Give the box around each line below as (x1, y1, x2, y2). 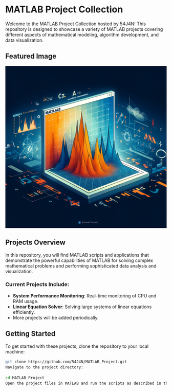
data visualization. (5, 37, 44, 43)
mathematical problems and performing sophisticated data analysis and (5, 262, 157, 269)
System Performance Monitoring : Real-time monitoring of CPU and (12, 292, 157, 299)
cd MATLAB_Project (5, 376, 45, 381)
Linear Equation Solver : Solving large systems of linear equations (12, 304, 152, 310)
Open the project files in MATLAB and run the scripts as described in (5, 381, 161, 386)
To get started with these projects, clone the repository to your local (5, 343, 149, 349)
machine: (5, 348, 25, 354)
